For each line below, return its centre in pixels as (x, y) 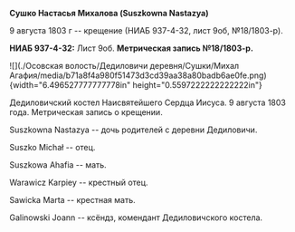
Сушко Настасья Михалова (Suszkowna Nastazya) (109, 13)
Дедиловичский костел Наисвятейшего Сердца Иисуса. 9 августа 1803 (148, 102)
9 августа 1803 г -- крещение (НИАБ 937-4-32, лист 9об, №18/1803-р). (146, 30)
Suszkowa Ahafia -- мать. (58, 165)
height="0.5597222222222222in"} (197, 85)
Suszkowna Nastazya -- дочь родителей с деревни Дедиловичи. (133, 130)
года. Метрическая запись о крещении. (86, 112)
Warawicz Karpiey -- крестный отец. (79, 182)
